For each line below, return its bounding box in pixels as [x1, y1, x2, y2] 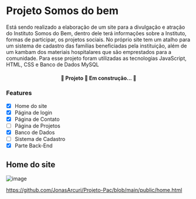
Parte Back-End [14, 142, 53, 149]
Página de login [14, 109, 53, 116]
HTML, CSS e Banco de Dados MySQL [6, 60, 99, 68]
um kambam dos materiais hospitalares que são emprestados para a [6, 48, 172, 55]
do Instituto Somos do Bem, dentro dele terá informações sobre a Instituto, [6, 29, 187, 36]
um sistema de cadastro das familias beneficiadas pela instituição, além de [6, 42, 187, 49]
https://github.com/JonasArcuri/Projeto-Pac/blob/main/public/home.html [6, 187, 183, 194]
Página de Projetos [14, 122, 60, 130]
